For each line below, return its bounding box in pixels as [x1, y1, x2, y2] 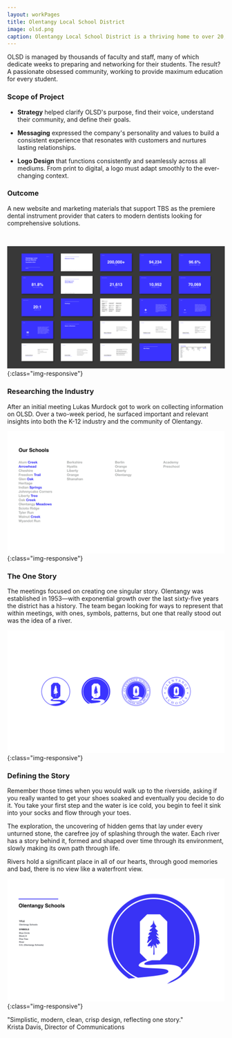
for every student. [7, 75, 59, 83]
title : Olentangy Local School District [7, 18, 126, 26]
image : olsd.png [7, 26, 54, 32]
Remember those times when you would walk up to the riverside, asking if [7, 786, 217, 795]
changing [17, 171, 45, 180]
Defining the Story [7, 771, 70, 780]
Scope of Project [7, 92, 64, 102]
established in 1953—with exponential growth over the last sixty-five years [7, 594, 219, 603]
